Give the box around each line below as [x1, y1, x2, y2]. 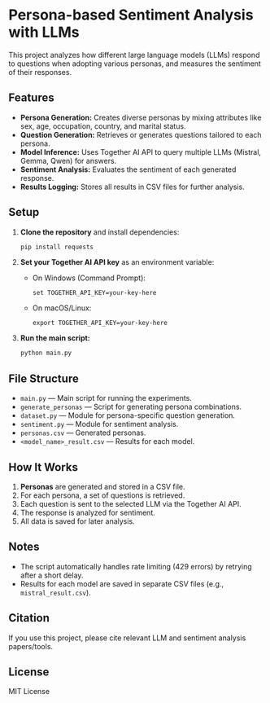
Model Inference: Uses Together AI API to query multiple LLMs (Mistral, [20, 147, 262, 156]
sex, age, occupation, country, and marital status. [20, 121, 186, 131]
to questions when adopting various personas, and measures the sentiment [8, 59, 262, 68]
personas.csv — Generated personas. [20, 428, 146, 437]
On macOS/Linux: [32, 303, 92, 313]
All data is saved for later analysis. [20, 516, 136, 526]
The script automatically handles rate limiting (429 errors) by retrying [20, 561, 252, 571]
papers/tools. [8, 641, 54, 651]
